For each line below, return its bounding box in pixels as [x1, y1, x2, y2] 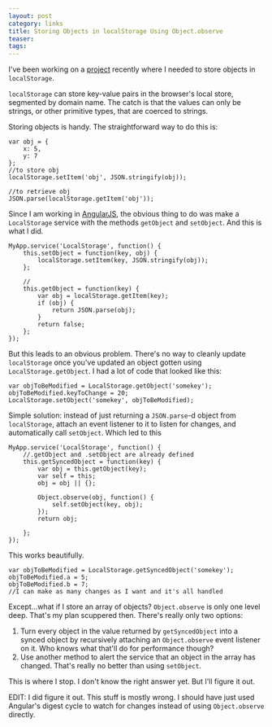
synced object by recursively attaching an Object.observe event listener [19, 635, 261, 645]
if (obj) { [37, 299, 75, 308]
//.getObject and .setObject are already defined [23, 451, 195, 459]
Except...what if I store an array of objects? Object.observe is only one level [8, 602, 261, 611]
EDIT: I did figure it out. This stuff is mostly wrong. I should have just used [8, 693, 255, 703]
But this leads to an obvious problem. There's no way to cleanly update [8, 349, 246, 359]
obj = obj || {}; [37, 480, 96, 488]
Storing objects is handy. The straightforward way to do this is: [8, 122, 218, 132]
